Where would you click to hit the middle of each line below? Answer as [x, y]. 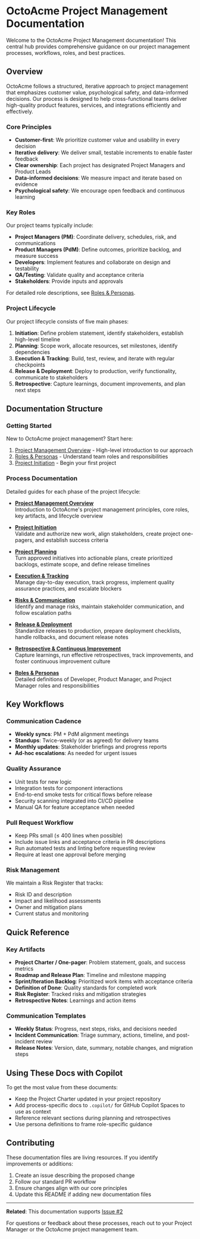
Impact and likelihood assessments [58, 901]
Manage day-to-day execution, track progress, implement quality [94, 582]
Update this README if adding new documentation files [83, 1194]
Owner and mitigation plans [49, 907]
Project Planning [36, 551]
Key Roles [21, 212]
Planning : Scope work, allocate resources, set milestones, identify [96, 346]
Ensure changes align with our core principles [71, 1188]
